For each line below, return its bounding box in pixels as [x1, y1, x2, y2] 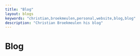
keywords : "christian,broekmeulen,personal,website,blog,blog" [5, 16, 136, 21]
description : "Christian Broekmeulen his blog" [5, 20, 104, 25]
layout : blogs [5, 11, 34, 16]
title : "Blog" [5, 7, 34, 12]
